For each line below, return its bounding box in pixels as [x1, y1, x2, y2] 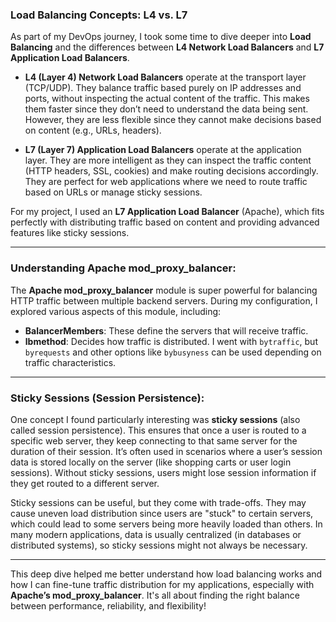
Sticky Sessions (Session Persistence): [10, 391, 205, 405]
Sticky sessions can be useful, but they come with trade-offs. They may [10, 496, 307, 508]
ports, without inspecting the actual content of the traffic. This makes [24, 93, 310, 105]
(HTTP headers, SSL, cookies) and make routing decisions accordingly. [24, 165, 319, 177]
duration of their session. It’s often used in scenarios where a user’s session [10, 445, 323, 457]
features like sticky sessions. [10, 227, 130, 239]
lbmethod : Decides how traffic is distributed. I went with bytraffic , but [24, 335, 318, 347]
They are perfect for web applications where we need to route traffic [24, 176, 308, 188]
